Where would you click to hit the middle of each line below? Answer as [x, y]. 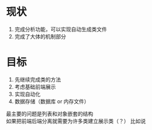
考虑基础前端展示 [35, 87]
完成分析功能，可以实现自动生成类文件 [61, 29]
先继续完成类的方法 [38, 79]
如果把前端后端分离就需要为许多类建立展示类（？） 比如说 [76, 121]
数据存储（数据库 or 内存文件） [52, 101]
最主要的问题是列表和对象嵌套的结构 [50, 114]
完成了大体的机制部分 [40, 36]
